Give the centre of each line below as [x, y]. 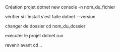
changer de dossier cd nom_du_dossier [45, 26]
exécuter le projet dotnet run [34, 36]
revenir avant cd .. [24, 45]
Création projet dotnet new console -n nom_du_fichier [60, 7]
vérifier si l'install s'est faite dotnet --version [50, 16]
